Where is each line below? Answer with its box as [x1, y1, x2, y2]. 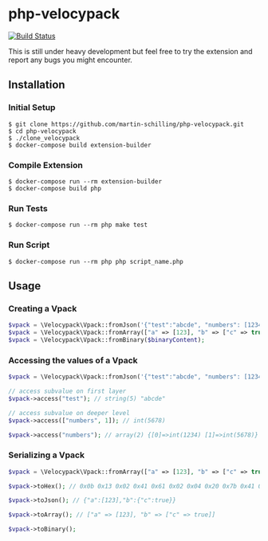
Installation [8, 78, 65, 92]
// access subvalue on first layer [8, 387, 127, 395]
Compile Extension [8, 159, 84, 171]
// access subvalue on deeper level [8, 409, 130, 417]
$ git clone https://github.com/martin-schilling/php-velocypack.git [8, 120, 245, 128]
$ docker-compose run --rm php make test [8, 221, 148, 229]
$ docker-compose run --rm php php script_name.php [8, 257, 183, 265]
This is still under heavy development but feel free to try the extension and [8, 46, 253, 56]
